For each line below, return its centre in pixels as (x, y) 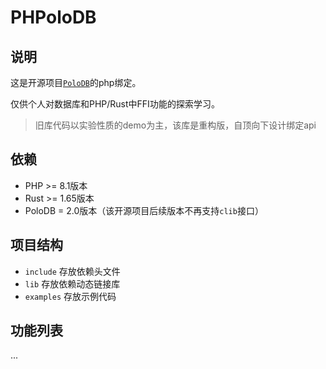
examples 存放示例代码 (70, 296)
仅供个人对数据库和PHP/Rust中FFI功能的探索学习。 (115, 104)
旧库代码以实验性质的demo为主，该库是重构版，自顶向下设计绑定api (175, 125)
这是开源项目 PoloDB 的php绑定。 (76, 82)
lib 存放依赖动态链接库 (72, 283)
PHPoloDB (53, 17)
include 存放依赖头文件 (72, 271)
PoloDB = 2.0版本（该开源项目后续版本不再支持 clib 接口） (144, 210)
